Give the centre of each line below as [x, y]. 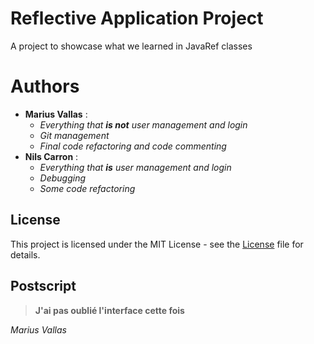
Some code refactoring [87, 188]
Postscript [43, 286]
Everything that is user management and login [135, 167]
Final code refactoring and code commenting [133, 146]
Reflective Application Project [137, 18]
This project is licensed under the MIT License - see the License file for [157, 244]
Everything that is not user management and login [143, 124]
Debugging [63, 178]
